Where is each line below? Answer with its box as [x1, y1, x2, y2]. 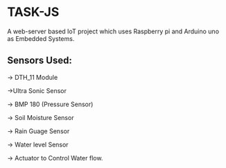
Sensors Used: [7, 55, 73, 67]
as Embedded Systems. [7, 34, 75, 42]
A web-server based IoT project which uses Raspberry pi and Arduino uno [7, 27, 220, 35]
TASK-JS [7, 4, 60, 20]
